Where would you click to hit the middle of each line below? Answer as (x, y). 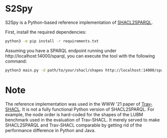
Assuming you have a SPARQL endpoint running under (61, 51)
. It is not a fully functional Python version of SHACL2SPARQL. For (87, 109)
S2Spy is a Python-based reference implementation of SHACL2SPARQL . (79, 22)
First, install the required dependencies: (46, 32)
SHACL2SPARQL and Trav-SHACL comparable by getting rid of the (74, 125)
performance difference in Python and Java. (50, 130)
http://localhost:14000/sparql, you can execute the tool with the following (80, 56)
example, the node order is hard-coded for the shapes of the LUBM (74, 114)
